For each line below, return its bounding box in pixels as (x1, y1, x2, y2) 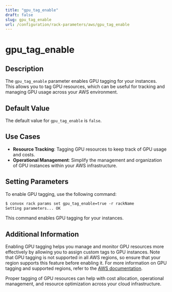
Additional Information (5, 230, 79, 239)
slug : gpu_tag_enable (5, 17, 52, 22)
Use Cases (5, 132, 41, 141)
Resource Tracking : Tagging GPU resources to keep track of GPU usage (12, 146, 167, 152)
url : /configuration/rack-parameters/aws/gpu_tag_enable (5, 22, 130, 27)
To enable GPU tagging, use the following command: (5, 191, 117, 197)
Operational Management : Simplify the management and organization (12, 157, 162, 163)
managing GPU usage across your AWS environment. (5, 89, 118, 95)
